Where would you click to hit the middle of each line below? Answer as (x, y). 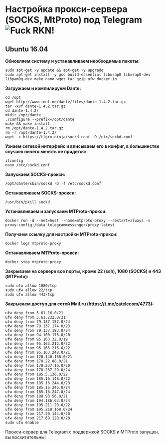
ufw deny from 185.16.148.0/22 (38, 379)
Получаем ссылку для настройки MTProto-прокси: (62, 234)
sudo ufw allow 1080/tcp (31, 286)
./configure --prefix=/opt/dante (40, 119)
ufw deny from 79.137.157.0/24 (38, 322)
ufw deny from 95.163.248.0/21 (38, 352)
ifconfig (14, 161)
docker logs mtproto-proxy (33, 244)
